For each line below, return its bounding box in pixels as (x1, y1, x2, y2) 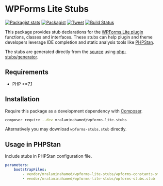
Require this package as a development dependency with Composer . (5, 108, 143, 114)
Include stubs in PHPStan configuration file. (5, 153, 92, 159)
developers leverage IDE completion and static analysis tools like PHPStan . (5, 39, 154, 45)
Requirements (5, 68, 49, 76)
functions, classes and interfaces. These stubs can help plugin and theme (5, 34, 153, 40)
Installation (5, 95, 40, 103)
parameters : (5, 163, 29, 167)
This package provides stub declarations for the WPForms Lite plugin (5, 29, 144, 35)
